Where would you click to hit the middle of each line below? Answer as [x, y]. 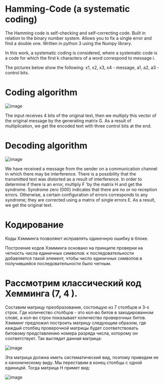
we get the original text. [29, 205]
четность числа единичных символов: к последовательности [70, 253]
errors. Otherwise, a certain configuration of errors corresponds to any [76, 195]
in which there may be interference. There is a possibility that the [70, 174]
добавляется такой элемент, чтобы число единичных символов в [74, 258]
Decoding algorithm [46, 146]
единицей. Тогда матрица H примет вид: [47, 367]
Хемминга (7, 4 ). [41, 293]
